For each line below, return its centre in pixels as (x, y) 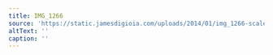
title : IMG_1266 (36, 16)
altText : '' (28, 31)
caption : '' (28, 38)
